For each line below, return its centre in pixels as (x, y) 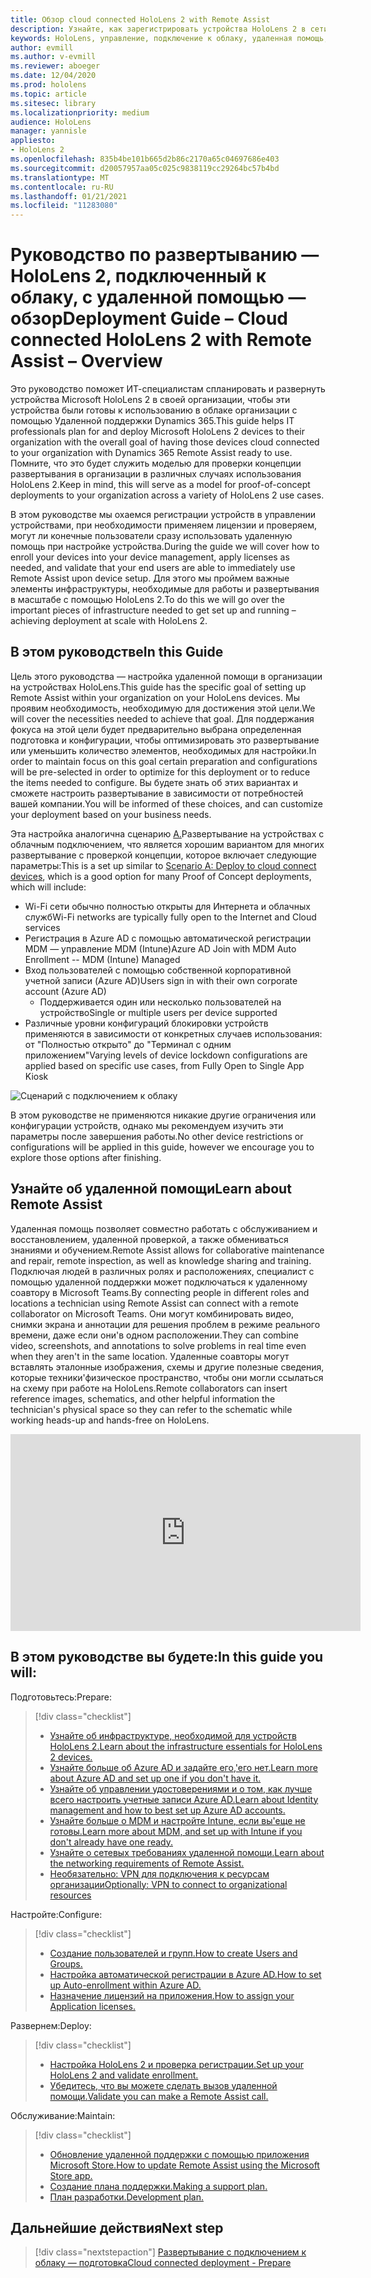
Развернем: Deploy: (51, 2025)
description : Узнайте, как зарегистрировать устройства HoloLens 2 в (158, 29)
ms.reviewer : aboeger (55, 66)
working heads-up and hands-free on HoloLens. (110, 1420)
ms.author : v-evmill (53, 57)
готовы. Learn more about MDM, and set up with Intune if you (176, 1831)
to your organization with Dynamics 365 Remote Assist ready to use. (151, 453)
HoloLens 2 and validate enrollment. (124, 2075)
